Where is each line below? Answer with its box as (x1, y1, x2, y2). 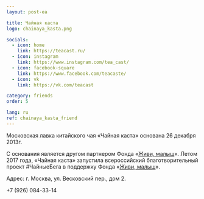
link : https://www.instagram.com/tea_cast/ (17, 59, 130, 65)
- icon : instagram (12, 54, 59, 60)
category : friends (6, 93, 53, 99)
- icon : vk (12, 76, 40, 82)
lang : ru (6, 110, 29, 116)
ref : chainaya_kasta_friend (6, 115, 78, 121)
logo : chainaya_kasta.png (6, 26, 72, 32)
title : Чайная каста (6, 19, 59, 26)
